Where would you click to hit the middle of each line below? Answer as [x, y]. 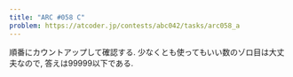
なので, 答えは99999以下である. [75, 63]
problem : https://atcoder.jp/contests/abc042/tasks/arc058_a [125, 26]
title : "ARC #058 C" [48, 17]
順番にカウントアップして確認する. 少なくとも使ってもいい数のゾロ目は [139, 52]
